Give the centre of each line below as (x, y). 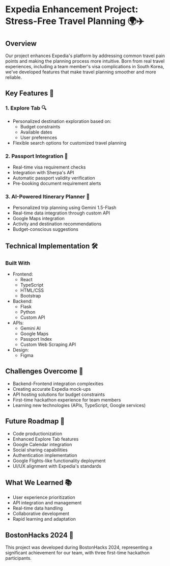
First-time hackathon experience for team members (67, 400)
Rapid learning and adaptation (44, 519)
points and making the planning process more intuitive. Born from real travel (85, 61)
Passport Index (36, 339)
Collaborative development (41, 514)
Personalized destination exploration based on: (62, 121)
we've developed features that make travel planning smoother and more (81, 72)
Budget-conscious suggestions (46, 229)
